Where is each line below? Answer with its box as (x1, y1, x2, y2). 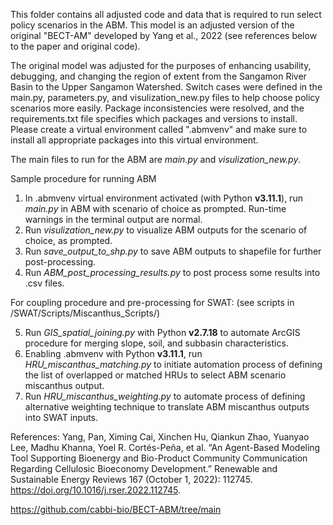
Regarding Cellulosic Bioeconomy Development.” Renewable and (10, 463, 278, 474)
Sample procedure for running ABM (10, 173, 157, 184)
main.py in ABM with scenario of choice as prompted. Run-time (24, 203, 287, 214)
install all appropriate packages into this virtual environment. (10, 134, 259, 146)
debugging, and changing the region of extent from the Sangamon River (10, 70, 307, 82)
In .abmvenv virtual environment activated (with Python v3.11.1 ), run (24, 192, 303, 204)
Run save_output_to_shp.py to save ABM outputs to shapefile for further (24, 245, 322, 257)
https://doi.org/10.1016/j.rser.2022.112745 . (10, 484, 181, 496)
